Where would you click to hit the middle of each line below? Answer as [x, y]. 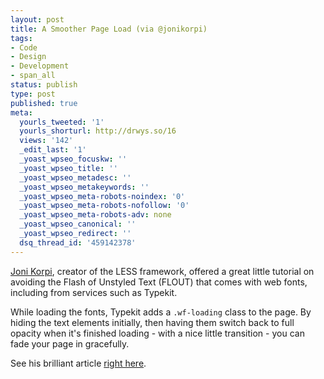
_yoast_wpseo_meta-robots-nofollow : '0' [104, 206]
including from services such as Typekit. [94, 292]
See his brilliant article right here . [78, 363]
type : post [33, 94]
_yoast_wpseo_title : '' [68, 168]
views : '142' [46, 141]
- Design [28, 57]
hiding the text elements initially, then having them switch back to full [152, 322]
